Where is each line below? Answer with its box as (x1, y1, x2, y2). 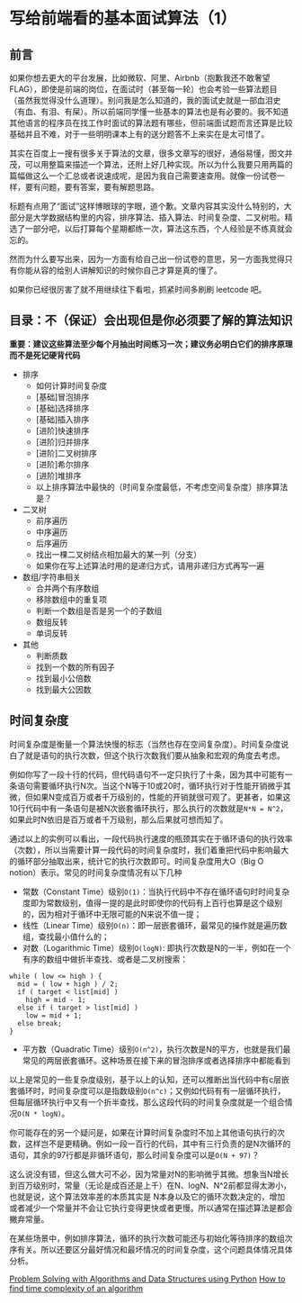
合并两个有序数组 (35, 583, 100, 593)
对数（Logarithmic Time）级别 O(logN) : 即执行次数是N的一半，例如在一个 (22, 942, 292, 953)
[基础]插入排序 (35, 413, 90, 424)
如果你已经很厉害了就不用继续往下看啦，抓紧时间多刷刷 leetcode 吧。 (9, 285, 267, 294)
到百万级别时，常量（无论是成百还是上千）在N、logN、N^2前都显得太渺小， (9, 1180, 292, 1190)
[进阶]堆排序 (35, 470, 82, 481)
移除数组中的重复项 (35, 593, 108, 604)
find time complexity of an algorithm (9, 1282, 144, 1293)
